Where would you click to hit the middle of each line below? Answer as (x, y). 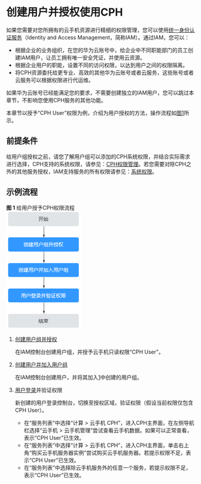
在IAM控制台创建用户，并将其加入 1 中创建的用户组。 (78, 377)
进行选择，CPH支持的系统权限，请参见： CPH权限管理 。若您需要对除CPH (96, 164)
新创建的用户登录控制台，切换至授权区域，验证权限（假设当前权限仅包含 (104, 402)
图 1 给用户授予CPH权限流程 (40, 207)
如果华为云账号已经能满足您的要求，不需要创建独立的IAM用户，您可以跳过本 (100, 93)
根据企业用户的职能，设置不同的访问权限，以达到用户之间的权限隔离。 (101, 65)
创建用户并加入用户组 (41, 364)
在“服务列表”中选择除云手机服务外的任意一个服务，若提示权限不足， (107, 467)
